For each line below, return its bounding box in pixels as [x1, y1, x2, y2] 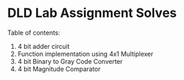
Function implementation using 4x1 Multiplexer [17, 50, 154, 58]
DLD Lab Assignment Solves [7, 5, 177, 21]
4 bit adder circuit [17, 42, 70, 50]
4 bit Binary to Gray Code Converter [17, 57, 123, 65]
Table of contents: [7, 28, 60, 37]
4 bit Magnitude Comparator [17, 64, 101, 73]
